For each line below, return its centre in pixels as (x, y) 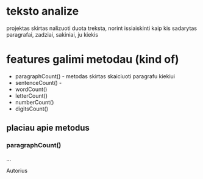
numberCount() (34, 102)
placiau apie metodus (48, 128)
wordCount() (31, 89)
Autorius (17, 170)
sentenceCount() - (38, 82)
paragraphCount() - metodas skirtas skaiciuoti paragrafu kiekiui (95, 76)
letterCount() (31, 95)
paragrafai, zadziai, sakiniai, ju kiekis (52, 34)
